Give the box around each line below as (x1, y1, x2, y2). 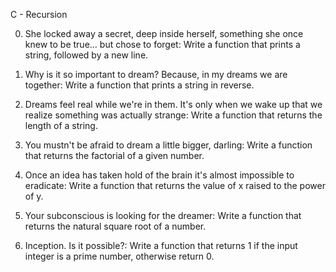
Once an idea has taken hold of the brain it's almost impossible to (24, 169, 295, 181)
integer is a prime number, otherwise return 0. (24, 250, 215, 262)
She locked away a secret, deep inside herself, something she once (24, 28, 304, 39)
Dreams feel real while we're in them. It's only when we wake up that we (24, 99, 323, 110)
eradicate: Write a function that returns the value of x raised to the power (24, 180, 326, 191)
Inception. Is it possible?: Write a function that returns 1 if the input (24, 240, 298, 251)
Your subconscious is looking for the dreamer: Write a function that (24, 210, 302, 221)
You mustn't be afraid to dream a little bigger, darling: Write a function (24, 139, 313, 151)
